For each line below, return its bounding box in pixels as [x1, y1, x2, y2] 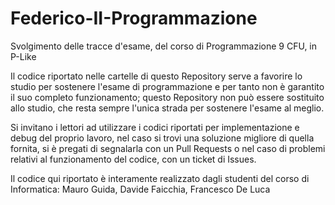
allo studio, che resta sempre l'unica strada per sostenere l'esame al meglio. [10, 102, 325, 114]
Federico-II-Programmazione [10, 7, 258, 30]
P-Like [10, 50, 37, 62]
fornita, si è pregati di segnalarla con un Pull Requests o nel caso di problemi [10, 142, 326, 154]
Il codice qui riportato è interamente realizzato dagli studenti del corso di [10, 172, 310, 184]
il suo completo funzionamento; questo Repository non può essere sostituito [10, 91, 325, 103]
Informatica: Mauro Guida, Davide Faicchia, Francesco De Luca [10, 183, 271, 195]
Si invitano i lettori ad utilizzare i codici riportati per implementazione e [10, 121, 300, 133]
